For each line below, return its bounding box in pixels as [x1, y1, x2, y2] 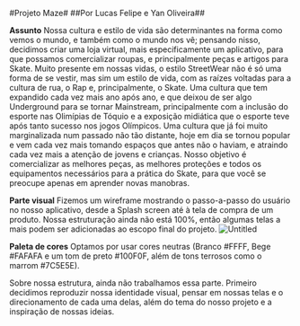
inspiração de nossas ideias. [9, 306, 115, 317]
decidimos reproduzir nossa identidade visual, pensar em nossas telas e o [9, 287, 284, 297]
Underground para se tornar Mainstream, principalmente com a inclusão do [9, 101, 289, 111]
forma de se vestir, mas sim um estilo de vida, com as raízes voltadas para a [9, 73, 292, 84]
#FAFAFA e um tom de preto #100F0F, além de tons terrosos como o [9, 251, 262, 261]
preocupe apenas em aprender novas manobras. [9, 178, 190, 188]
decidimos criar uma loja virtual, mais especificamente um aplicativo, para [9, 44, 284, 55]
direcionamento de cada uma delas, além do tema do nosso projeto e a [9, 296, 272, 307]
